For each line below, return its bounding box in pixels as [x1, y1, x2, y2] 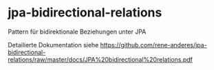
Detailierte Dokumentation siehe [8, 40, 99, 49]
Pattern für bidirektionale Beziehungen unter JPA [8, 27, 147, 36]
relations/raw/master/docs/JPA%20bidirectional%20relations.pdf [8, 55, 193, 63]
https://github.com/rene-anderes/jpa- [100, 40, 207, 49]
